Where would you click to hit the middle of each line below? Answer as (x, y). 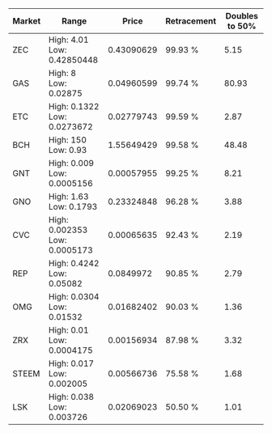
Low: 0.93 (68, 150)
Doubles (242, 16)
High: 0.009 (71, 163)
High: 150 (68, 140)
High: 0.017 (71, 363)
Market (27, 21)
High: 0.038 (71, 397)
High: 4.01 (68, 40)
